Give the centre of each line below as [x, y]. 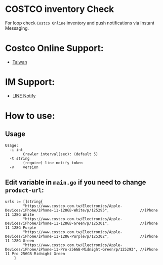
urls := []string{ [24, 201]
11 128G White [20, 214]
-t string [20, 158]
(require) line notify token [53, 163]
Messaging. [17, 28]
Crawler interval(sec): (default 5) [61, 154]
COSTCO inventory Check [60, 9]
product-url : [25, 190]
